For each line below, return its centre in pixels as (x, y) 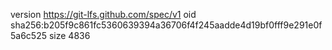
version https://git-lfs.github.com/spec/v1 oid (103, 14)
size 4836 (69, 35)
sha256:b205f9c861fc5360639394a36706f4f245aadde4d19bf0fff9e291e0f (166, 25)
